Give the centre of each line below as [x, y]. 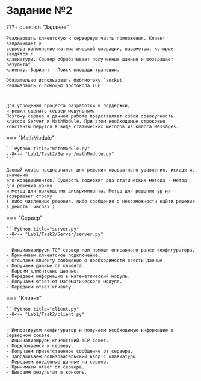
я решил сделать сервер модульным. [51, 111]
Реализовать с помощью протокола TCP [54, 85]
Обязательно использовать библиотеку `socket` [66, 80]
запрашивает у [24, 43]
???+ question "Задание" [38, 27]
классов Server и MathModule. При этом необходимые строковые [86, 122]
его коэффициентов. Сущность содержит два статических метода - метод [97, 181]
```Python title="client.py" [43, 309]
